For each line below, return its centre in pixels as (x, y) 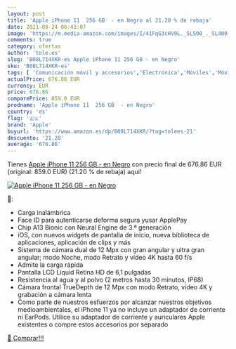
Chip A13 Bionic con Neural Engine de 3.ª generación (94, 228)
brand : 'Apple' (29, 125)
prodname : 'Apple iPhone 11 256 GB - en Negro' (81, 105)
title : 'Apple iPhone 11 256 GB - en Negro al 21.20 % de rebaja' (110, 20)
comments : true (29, 40)
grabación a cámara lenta (54, 295)
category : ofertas (34, 46)
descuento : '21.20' (36, 138)
